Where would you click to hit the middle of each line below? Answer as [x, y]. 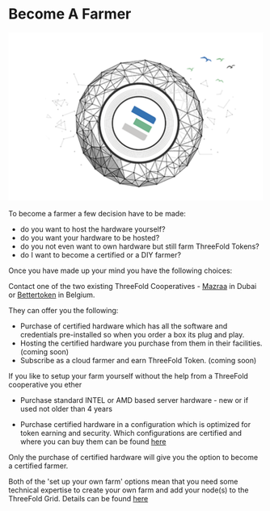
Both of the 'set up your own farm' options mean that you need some [123, 482]
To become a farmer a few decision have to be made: [97, 214]
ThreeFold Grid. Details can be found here [78, 499]
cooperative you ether [45, 385]
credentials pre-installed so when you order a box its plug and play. [132, 335]
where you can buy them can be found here [93, 442]
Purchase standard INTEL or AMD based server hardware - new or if [134, 400]
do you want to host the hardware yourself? [93, 229]
